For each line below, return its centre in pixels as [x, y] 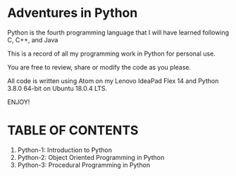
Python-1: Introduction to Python [65, 150]
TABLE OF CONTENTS [73, 131]
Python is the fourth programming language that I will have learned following [118, 32]
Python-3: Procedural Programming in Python [84, 165]
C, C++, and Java [33, 39]
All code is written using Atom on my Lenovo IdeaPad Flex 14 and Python [113, 81]
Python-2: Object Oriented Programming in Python [91, 157]
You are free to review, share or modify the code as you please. [99, 67]
